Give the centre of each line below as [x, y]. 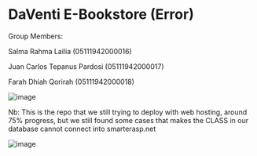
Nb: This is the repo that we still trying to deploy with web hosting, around [128, 112]
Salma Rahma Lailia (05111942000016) [70, 51]
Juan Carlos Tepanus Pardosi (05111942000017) [86, 66]
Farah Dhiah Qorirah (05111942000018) [72, 82]
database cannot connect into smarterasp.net [82, 129]
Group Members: [36, 36]
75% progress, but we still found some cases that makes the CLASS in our [128, 120]
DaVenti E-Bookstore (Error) [101, 15]
